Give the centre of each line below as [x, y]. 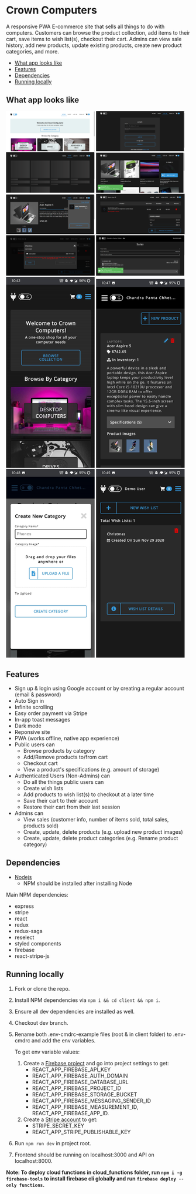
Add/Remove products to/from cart [66, 757]
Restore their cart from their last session [72, 807]
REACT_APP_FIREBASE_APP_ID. [71, 1113]
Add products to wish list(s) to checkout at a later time [88, 794]
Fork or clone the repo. [42, 988]
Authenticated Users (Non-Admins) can [62, 776]
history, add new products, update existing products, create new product [94, 45]
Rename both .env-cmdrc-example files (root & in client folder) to [93, 1034]
